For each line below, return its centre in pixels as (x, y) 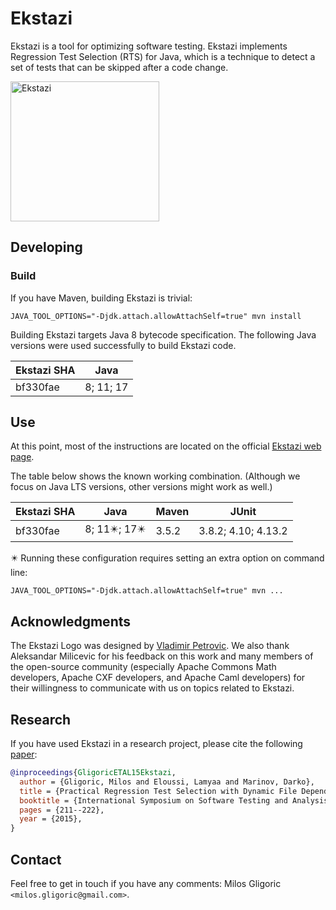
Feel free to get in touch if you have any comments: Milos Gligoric (146, 883)
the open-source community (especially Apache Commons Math (143, 667)
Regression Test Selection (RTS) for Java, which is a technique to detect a (163, 56)
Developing (46, 247)
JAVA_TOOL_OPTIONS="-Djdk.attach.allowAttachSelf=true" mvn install (156, 316)
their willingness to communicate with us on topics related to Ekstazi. (152, 688)
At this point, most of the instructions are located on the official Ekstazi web (166, 446)
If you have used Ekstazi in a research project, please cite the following (156, 744)
